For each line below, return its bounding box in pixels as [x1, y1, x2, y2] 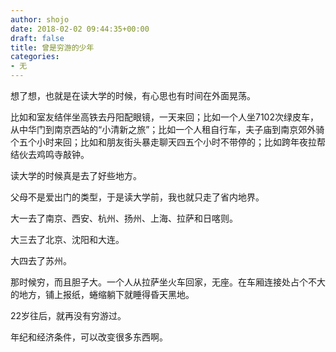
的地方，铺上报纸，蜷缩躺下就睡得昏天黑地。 [10, 289, 195, 300]
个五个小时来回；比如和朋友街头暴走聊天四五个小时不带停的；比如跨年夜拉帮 [10, 136, 326, 148]
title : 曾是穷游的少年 [10, 42, 95, 53]
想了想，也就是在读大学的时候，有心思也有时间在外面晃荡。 [10, 90, 256, 101]
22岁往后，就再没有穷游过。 [10, 310, 127, 321]
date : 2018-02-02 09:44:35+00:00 [10, 24, 150, 34]
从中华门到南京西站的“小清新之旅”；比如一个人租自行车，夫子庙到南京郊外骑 [10, 124, 325, 135]
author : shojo [10, 14, 70, 25]
